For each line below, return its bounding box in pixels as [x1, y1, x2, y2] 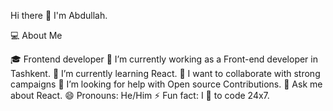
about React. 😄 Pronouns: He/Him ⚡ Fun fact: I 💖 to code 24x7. [10, 90, 270, 101]
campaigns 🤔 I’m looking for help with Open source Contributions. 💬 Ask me [10, 78, 323, 90]
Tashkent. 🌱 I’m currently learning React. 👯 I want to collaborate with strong [10, 68, 321, 79]
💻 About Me [10, 30, 63, 41]
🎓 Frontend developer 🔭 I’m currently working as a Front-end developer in [10, 53, 318, 65]
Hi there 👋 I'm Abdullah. [10, 10, 108, 21]
